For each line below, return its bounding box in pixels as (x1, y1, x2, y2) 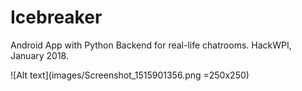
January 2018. (10, 49, 70, 61)
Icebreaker (10, 6, 103, 29)
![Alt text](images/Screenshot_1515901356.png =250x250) (10, 69, 250, 81)
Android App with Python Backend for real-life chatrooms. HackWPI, (10, 39, 292, 51)
